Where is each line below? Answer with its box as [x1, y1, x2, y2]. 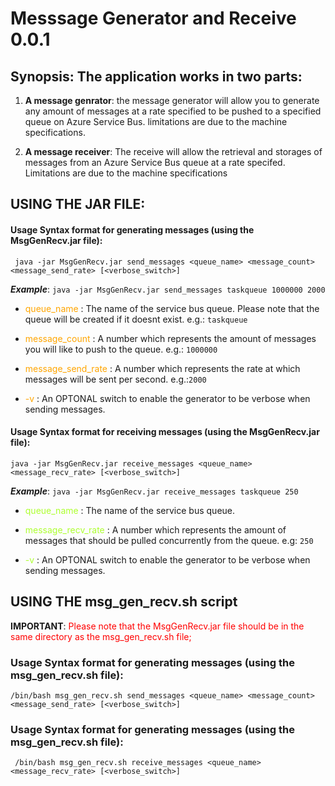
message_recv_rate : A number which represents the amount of [24, 523, 287, 536]
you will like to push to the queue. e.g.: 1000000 [24, 343, 218, 355]
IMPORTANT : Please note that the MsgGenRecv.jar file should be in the [10, 620, 305, 632]
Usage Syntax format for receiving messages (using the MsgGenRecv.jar [10, 426, 320, 438]
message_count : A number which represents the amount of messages [24, 332, 317, 344]
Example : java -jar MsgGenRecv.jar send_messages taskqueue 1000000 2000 [10, 283, 326, 295]
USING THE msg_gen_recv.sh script [10, 593, 238, 611]
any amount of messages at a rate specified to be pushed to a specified [24, 105, 322, 117]
